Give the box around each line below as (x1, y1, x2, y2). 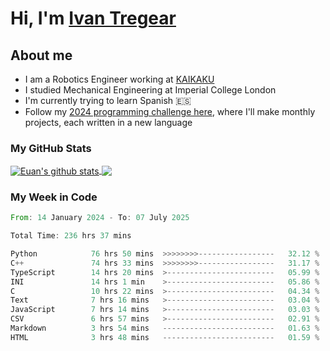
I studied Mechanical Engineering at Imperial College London (24, 84, 277, 96)
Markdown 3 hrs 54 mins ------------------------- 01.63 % (10, 323, 320, 334)
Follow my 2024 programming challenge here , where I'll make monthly (24, 106, 316, 117)
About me (10, 47, 73, 64)
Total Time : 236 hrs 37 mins (10, 231, 132, 241)
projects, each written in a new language (24, 117, 193, 128)
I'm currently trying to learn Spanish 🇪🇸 (24, 95, 192, 106)
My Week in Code (10, 190, 98, 204)
